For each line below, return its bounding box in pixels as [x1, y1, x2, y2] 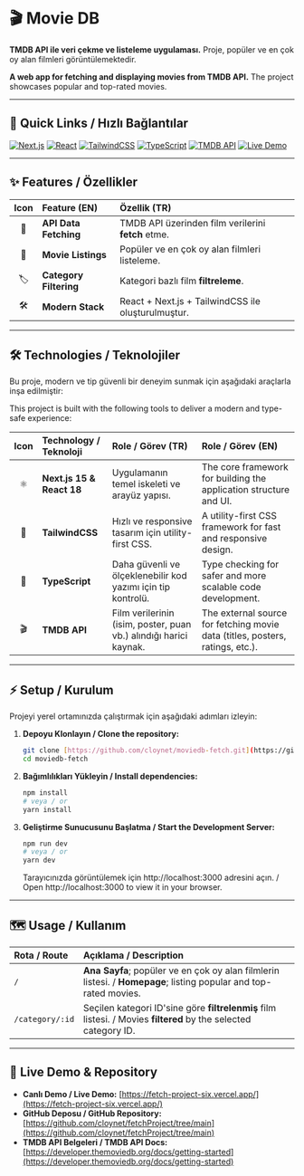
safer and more [202, 569, 267, 582]
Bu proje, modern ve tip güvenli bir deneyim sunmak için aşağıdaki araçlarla [9, 376, 291, 387]
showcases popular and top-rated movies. [9, 81, 167, 91]
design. [202, 543, 233, 556]
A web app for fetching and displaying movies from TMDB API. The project [9, 71, 294, 82]
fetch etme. [119, 228, 170, 241]
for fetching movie [202, 618, 280, 631]
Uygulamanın [111, 466, 168, 479]
